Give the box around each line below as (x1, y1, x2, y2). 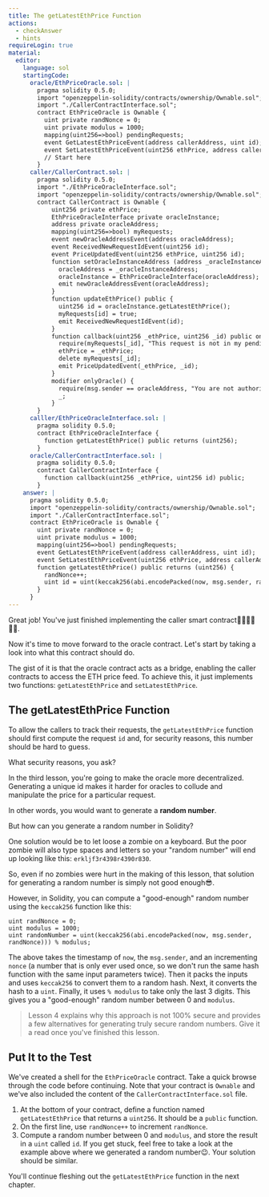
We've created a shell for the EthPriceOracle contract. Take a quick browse (8, 1072, 257, 1082)
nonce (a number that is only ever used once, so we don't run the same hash (8, 960, 259, 970)
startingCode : (22, 71, 70, 79)
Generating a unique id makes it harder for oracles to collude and (8, 781, 223, 791)
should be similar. (19, 1155, 78, 1165)
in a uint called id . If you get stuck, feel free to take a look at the (19, 1138, 234, 1148)
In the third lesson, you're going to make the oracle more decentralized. (8, 773, 244, 782)
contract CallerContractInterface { (37, 467, 159, 475)
